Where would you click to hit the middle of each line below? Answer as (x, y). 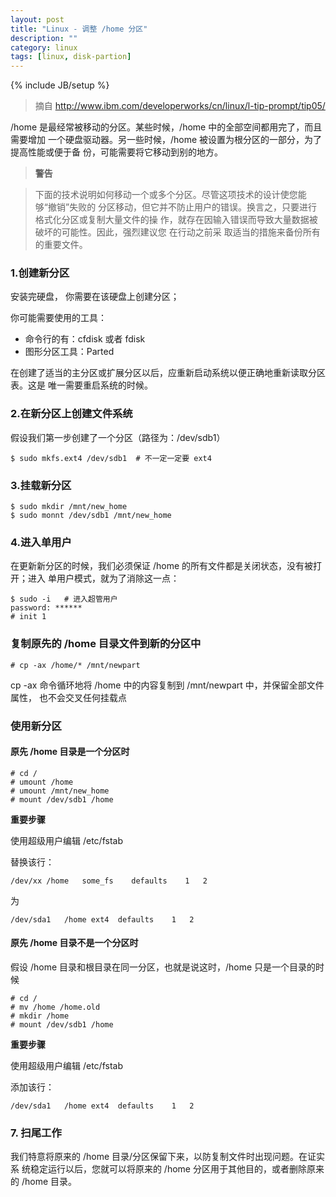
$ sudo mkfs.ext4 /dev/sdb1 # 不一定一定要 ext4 (111, 458)
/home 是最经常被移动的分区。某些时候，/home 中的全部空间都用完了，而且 (166, 127)
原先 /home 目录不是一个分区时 (74, 943)
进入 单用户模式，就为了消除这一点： (103, 578)
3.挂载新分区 (41, 485)
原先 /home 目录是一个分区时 (70, 752)
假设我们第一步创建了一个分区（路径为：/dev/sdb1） (118, 437)
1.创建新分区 (40, 273)
